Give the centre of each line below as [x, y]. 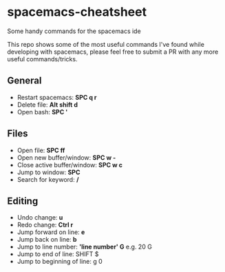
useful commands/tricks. [42, 59]
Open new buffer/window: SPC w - [66, 157]
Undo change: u [40, 218]
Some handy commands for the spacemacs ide [74, 31]
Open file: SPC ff [41, 150]
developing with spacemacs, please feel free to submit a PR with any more [113, 52]
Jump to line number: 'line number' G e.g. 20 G [85, 247]
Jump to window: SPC [49, 172]
